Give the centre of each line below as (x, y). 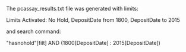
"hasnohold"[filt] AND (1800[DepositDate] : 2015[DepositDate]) (83, 43)
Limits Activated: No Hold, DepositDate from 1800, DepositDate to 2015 (93, 20)
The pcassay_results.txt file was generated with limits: (72, 9)
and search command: (34, 31)
